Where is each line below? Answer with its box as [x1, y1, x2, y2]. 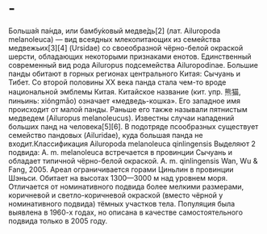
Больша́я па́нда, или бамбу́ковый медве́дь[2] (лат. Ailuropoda [8, 26, 220, 36]
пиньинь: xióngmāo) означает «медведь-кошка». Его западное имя [8, 96, 240, 106]
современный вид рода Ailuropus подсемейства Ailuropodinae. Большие [8, 60, 258, 69]
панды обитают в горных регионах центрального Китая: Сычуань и [8, 69, 240, 78]
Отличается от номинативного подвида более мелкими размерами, [8, 182, 244, 191]
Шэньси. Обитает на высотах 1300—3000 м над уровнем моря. [8, 173, 228, 182]
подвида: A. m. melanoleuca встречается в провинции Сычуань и [8, 147, 232, 157]
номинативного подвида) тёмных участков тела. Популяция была [8, 198, 236, 208]
